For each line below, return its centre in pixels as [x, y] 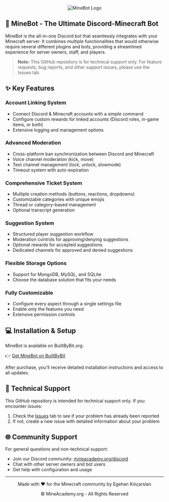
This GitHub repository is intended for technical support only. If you [75, 401]
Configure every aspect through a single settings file [67, 303]
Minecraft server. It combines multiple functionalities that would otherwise [82, 41]
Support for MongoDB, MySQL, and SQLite [57, 274]
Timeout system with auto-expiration [51, 170]
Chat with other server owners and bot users [59, 464]
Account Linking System [36, 103]
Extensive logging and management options [58, 130]
